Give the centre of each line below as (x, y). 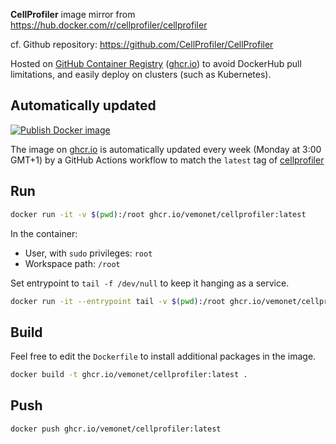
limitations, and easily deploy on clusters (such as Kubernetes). (141, 74)
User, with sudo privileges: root (88, 253)
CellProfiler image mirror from (73, 14)
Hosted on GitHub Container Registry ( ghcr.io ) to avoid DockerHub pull (156, 63)
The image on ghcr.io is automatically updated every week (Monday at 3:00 (166, 149)
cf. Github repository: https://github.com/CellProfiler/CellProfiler (142, 44)
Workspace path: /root (72, 263)
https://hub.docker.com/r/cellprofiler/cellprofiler (109, 25)
